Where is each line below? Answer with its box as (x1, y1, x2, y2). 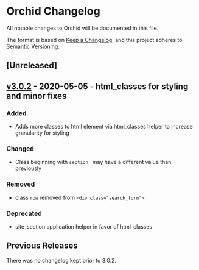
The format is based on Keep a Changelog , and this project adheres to (6, 36, 183, 43)
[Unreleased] (6, 60, 58, 71)
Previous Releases (6, 241, 78, 251)
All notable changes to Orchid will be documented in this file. (6, 24, 159, 32)
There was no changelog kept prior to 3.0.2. (6, 257, 117, 264)
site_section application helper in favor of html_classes (15, 222, 153, 230)
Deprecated (6, 209, 43, 218)
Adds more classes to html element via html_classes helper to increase (15, 123, 193, 130)
